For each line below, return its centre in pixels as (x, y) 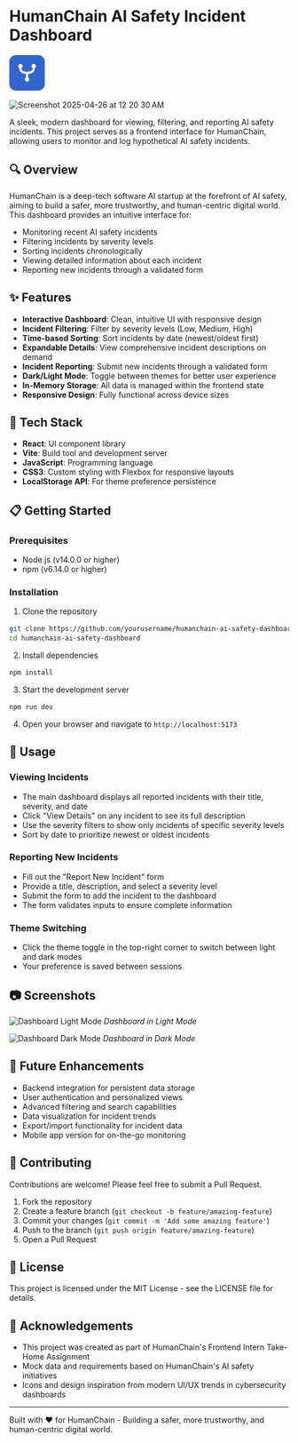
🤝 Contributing (51, 1163)
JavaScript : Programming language (87, 463)
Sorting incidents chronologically (82, 251)
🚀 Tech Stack (46, 423)
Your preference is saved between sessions (102, 967)
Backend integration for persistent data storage (108, 1088)
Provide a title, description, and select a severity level (119, 886)
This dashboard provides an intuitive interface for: (101, 214)
